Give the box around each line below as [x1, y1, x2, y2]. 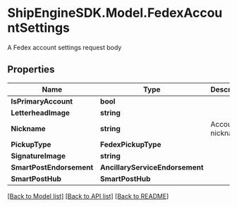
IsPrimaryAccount [11, 96, 73, 106]
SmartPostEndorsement [11, 162, 94, 172]
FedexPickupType [99, 139, 162, 149]
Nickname [11, 123, 46, 133]
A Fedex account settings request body [7, 43, 122, 51]
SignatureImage [11, 151, 66, 161]
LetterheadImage [11, 108, 71, 118]
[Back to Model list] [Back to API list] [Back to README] [7, 192, 169, 200]
